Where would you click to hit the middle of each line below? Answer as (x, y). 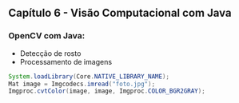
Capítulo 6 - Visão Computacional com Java (120, 13)
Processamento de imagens (66, 61)
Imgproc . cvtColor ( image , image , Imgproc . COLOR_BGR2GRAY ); (107, 91)
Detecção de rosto (50, 53)
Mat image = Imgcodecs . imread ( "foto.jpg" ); (82, 84)
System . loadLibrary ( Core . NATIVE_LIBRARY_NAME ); (89, 76)
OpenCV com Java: (47, 36)
